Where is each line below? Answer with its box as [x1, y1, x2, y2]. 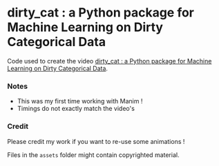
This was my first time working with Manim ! [17, 97, 143, 105]
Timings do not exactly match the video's [17, 105, 135, 113]
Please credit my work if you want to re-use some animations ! [7, 137, 185, 145]
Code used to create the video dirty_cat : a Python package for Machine [7, 56, 212, 65]
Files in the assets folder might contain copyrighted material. [7, 150, 180, 159]
